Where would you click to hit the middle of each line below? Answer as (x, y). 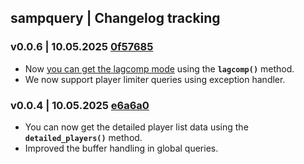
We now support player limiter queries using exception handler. (155, 79)
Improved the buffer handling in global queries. (121, 148)
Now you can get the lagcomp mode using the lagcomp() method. (159, 68)
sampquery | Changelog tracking (115, 18)
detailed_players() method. (83, 137)
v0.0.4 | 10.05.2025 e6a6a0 (80, 105)
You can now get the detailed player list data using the (136, 127)
